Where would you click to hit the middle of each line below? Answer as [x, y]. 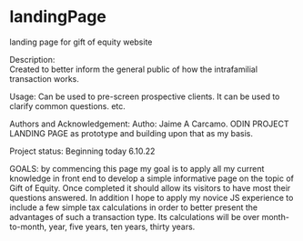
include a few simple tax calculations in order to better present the [133, 207]
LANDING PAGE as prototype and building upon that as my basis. [131, 133]
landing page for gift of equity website [81, 42]
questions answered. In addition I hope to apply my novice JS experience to [151, 197]
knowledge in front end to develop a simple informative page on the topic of [151, 178]
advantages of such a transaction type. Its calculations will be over [135, 216]
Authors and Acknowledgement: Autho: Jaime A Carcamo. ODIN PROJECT [149, 124]
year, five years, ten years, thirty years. [122, 226]
